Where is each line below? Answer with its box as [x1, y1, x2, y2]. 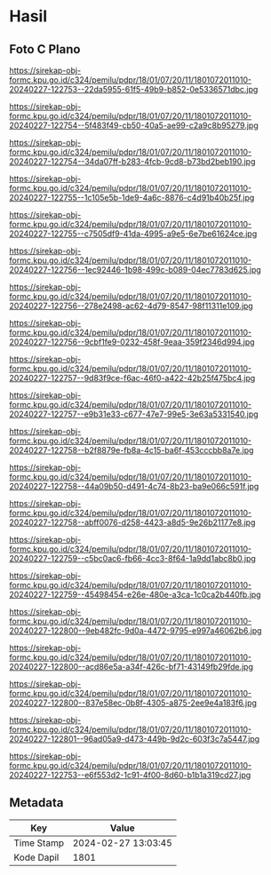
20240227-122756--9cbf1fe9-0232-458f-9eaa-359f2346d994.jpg [9, 337, 255, 347]
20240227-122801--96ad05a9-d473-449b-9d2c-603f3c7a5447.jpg [9, 734, 260, 744]
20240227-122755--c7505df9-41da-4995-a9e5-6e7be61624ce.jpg [9, 228, 258, 239]
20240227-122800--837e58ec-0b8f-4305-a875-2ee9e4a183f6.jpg [9, 697, 258, 708]
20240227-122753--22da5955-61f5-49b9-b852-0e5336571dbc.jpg [9, 84, 259, 94]
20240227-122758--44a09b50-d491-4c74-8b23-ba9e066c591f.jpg [9, 481, 259, 491]
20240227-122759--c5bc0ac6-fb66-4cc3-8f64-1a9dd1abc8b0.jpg [9, 553, 256, 563]
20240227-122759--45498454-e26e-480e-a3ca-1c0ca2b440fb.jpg [9, 589, 261, 600]
